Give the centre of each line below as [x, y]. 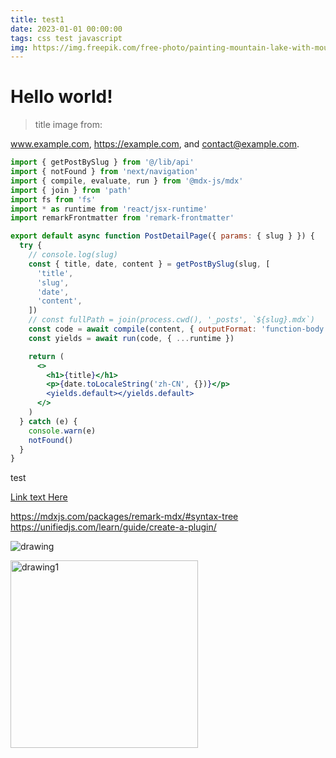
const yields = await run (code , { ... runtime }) [131, 338]
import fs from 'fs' [53, 199]
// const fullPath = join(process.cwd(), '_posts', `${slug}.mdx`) [171, 320]
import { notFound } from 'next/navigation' [104, 172]
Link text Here [39, 497]
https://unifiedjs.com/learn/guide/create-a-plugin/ [113, 527]
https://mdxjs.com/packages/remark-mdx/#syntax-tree [124, 517]
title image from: [68, 125]
